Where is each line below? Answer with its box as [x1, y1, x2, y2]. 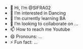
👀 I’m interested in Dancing [10, 10, 66, 16]
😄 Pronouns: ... [10, 33, 43, 39]
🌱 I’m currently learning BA [10, 15, 66, 21]
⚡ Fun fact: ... [10, 39, 38, 45]
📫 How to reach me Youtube [10, 26, 70, 32]
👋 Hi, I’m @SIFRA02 [10, 5, 51, 10]
